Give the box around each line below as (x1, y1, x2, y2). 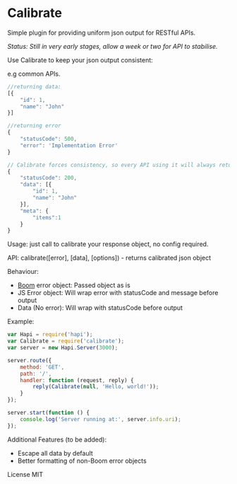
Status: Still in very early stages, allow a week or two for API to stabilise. (7, 42, 218, 50)
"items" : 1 (32, 214, 61, 221)
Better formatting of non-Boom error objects (17, 456, 147, 465)
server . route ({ (7, 357, 52, 364)
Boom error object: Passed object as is (17, 281, 130, 289)
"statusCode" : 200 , (20, 175, 78, 182)
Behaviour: (7, 267, 39, 276)
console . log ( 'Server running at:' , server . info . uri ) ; (20, 415, 181, 422)
